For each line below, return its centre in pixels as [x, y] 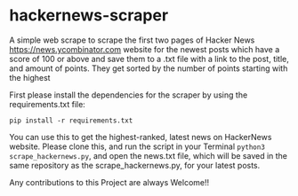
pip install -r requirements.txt [71, 121]
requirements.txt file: [48, 104]
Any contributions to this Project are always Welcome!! [109, 182]
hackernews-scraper [89, 16]
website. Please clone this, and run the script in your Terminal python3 [137, 146]
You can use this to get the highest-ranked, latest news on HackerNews [141, 137]
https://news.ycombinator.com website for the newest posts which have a [145, 49]
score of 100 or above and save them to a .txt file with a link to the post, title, [149, 59]
